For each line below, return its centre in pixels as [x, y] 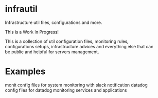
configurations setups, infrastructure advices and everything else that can [79, 46]
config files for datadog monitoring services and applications [66, 90]
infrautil [21, 9]
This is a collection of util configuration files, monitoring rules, [67, 41]
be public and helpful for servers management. [52, 52]
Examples [25, 71]
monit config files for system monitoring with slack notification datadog [76, 85]
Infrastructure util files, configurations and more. [53, 22]
